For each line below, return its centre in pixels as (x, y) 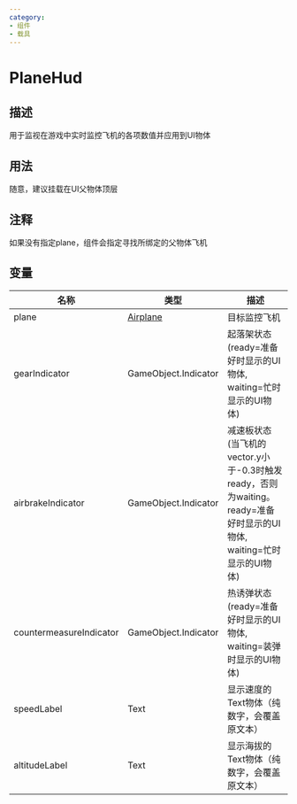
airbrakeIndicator (49, 503)
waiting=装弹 (254, 646)
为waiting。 (251, 497)
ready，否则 (252, 483)
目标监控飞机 (254, 317)
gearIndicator (42, 373)
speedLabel (38, 708)
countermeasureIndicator (66, 632)
